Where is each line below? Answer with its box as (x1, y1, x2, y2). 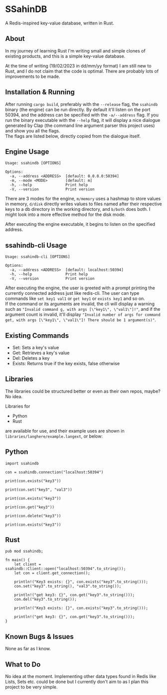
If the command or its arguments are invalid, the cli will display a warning (5, 301, 155, 307)
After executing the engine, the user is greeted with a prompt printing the (5, 285, 156, 291)
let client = (14, 562, 41, 567)
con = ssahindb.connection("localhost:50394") (5, 470, 104, 475)
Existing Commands (5, 331, 69, 340)
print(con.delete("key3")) (5, 513, 61, 518)
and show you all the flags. (5, 127, 61, 133)
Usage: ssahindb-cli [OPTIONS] (5, 254, 70, 259)
